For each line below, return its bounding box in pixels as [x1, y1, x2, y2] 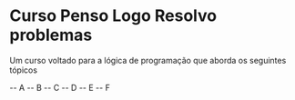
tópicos [9, 65, 38, 75]
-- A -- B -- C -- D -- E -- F [9, 82, 111, 93]
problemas [9, 25, 93, 45]
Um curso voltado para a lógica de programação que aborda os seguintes [9, 55, 287, 65]
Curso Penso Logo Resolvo [9, 5, 217, 26]
